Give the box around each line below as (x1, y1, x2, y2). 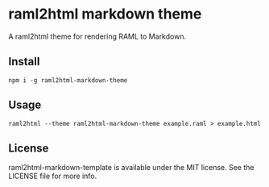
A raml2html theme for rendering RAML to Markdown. (8, 31, 187, 41)
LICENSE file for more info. (8, 171, 97, 181)
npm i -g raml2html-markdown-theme (8, 76, 128, 85)
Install (8, 55, 40, 69)
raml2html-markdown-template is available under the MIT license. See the (8, 163, 255, 172)
